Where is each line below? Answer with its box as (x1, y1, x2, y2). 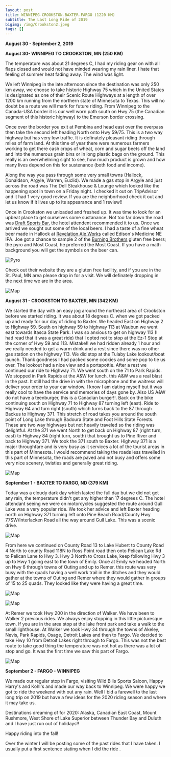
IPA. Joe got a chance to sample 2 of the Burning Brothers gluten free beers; (5, 236, 166, 242)
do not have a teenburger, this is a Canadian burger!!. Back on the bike (5, 395, 154, 401)
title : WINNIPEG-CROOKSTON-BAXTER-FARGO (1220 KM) (5, 12, 115, 17)
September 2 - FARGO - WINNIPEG (5, 668, 80, 674)
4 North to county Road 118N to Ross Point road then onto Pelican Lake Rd (5, 548, 162, 554)
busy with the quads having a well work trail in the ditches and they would (5, 570, 161, 576)
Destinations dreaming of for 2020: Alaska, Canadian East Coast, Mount (5, 710, 157, 716)
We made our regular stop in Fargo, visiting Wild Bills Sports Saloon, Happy (5, 678, 163, 684)
